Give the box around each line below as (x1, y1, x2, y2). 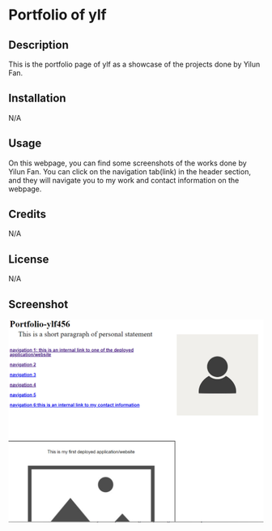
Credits (8, 208, 47, 221)
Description (8, 38, 69, 52)
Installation (8, 92, 66, 105)
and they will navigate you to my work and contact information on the (8, 175, 240, 185)
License (8, 252, 49, 266)
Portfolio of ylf (8, 6, 107, 24)
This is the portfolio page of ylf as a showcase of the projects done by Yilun (8, 59, 261, 69)
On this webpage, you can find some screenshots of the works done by (8, 158, 247, 168)
